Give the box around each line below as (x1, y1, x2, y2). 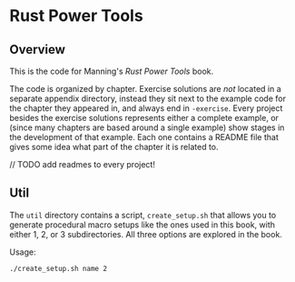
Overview (9, 42, 66, 57)
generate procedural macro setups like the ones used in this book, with (9, 219, 275, 230)
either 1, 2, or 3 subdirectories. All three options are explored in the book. (9, 228, 283, 239)
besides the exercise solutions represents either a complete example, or (9, 113, 280, 123)
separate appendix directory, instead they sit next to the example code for (9, 93, 286, 104)
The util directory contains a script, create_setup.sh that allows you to (9, 209, 277, 220)
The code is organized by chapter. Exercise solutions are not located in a (9, 84, 281, 94)
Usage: (9, 247, 36, 257)
